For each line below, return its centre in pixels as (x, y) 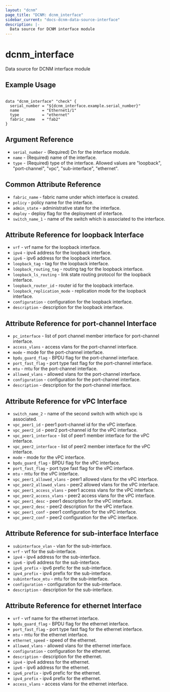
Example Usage (31, 85)
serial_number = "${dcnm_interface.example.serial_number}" (75, 106)
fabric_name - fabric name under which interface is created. (76, 197)
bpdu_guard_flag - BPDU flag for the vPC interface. (66, 463)
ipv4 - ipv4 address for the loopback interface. (62, 253)
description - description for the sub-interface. (63, 590)
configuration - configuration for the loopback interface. (73, 302)
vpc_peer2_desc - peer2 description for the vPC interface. (73, 506)
